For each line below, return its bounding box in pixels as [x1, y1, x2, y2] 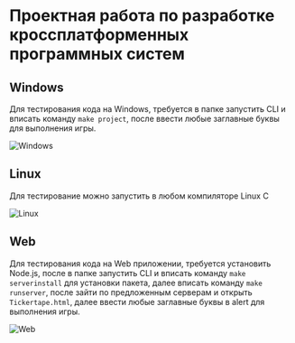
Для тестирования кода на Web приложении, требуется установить [9, 258, 272, 269]
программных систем [9, 44, 185, 64]
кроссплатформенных [9, 24, 189, 45]
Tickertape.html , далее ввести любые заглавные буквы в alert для [9, 296, 265, 307]
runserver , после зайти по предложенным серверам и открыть [9, 286, 253, 298]
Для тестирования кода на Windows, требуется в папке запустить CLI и [9, 104, 286, 114]
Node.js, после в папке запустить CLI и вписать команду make [9, 267, 246, 278]
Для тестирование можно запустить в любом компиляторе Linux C [9, 190, 269, 201]
